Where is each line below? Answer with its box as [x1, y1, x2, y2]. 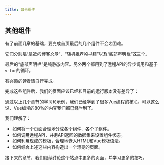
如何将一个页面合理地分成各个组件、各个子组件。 [12, 126, 111, 132]
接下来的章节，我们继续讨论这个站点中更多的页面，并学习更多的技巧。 [5, 155, 147, 161]
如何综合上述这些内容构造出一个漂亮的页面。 [12, 144, 103, 150]
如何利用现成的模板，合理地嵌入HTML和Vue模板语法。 [12, 138, 123, 144]
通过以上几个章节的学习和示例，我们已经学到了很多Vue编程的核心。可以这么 [5, 99, 160, 105]
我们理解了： [5, 115, 31, 121]
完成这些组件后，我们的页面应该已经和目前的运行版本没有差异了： [5, 88, 138, 94]
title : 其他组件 [5, 7, 35, 12]
